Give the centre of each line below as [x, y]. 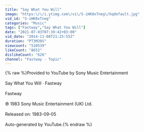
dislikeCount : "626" [26, 55]
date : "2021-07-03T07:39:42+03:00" [41, 32]
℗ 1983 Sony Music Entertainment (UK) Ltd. [49, 104]
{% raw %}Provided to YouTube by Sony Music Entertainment [67, 73]
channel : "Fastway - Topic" [33, 59]
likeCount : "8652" [24, 50]
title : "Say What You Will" [33, 9]
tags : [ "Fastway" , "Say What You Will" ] [45, 28]
